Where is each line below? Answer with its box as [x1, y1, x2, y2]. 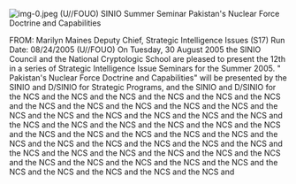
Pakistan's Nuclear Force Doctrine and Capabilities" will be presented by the [9, 73, 287, 83]
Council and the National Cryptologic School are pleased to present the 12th [9, 54, 285, 64]
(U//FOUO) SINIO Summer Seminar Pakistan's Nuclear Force [59, 9, 280, 19]
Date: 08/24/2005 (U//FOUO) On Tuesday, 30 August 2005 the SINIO [9, 44, 262, 55]
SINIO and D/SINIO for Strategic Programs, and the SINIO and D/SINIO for [9, 82, 277, 92]
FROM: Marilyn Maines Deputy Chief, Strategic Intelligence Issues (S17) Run [9, 35, 285, 45]
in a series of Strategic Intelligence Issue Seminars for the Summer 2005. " [9, 63, 281, 73]
